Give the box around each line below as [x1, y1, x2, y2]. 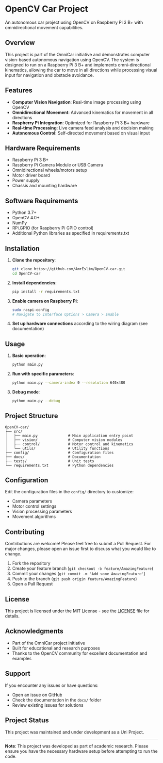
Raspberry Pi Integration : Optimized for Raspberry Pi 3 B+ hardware [12, 120, 150, 126]
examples [12, 655, 32, 661]
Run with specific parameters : [12, 371, 74, 377]
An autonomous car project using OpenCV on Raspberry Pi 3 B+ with [5, 19, 143, 25]
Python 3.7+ [12, 210, 37, 215]
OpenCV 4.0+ [12, 215, 40, 221]
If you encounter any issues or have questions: [5, 682, 98, 688]
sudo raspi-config [12, 307, 49, 312]
